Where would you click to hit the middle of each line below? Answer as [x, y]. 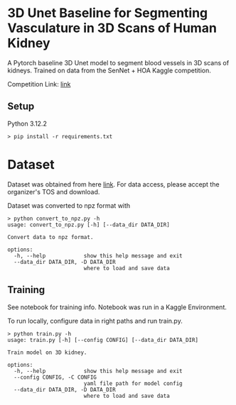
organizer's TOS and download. [54, 192]
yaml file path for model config [133, 383]
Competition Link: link [39, 84]
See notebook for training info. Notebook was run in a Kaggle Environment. [117, 307]
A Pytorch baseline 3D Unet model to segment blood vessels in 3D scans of [118, 62]
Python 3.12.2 [27, 123]
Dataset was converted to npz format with [69, 205]
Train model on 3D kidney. [47, 353]
